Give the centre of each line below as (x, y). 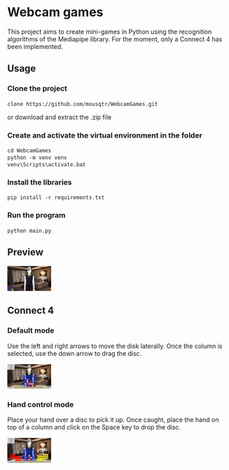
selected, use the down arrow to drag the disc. (75, 353)
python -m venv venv (37, 157)
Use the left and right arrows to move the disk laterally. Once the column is (115, 346)
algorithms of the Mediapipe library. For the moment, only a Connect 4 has (115, 39)
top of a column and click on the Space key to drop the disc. (94, 427)
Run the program (36, 215)
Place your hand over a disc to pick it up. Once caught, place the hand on (113, 420)
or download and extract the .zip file (60, 117)
